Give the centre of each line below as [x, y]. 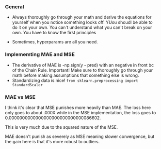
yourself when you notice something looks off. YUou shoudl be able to [82, 22]
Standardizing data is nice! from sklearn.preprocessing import [75, 80]
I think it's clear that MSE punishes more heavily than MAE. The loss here [78, 108]
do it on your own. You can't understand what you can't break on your [82, 27]
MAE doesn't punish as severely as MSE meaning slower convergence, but [80, 136]
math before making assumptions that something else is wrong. [75, 75]
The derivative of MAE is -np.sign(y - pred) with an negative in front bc [83, 65]
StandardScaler [27, 85]
